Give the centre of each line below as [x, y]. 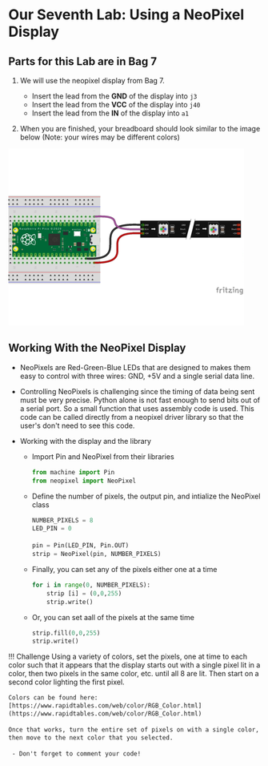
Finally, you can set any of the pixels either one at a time [124, 569]
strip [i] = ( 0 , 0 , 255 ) [84, 593]
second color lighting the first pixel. [67, 682]
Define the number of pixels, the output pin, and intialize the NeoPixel [146, 496]
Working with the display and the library [86, 441]
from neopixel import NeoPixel [84, 481]
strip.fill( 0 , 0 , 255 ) [66, 633]
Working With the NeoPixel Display [97, 348]
